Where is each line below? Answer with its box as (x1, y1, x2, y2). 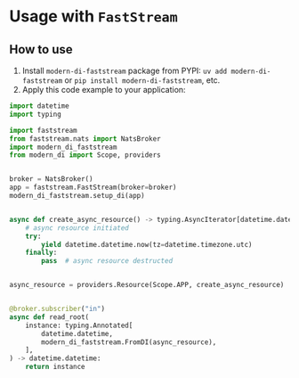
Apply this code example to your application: (21, 85, 186, 94)
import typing (9, 110, 62, 119)
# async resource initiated (25, 223, 129, 233)
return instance (25, 363, 86, 372)
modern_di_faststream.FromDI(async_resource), (41, 337, 217, 347)
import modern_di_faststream (9, 143, 117, 152)
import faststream (9, 126, 77, 135)
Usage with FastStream (9, 6, 178, 27)
